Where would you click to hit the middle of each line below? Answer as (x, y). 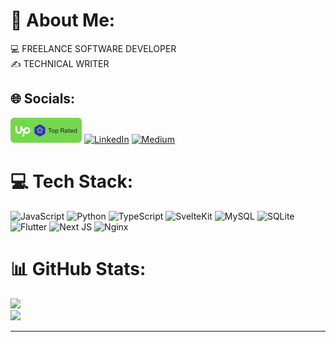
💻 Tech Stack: (72, 181)
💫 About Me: (63, 20)
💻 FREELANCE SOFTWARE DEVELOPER (93, 48)
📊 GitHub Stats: (78, 268)
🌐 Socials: (43, 99)
